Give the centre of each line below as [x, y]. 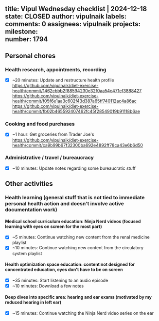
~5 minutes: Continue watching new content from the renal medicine [81, 237]
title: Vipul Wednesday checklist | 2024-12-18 [76, 9]
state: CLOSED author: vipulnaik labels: [66, 17]
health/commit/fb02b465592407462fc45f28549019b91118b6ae [76, 112]
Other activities [29, 184]
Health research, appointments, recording [56, 69]
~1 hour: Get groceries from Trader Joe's [53, 134]
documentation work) [31, 210]
